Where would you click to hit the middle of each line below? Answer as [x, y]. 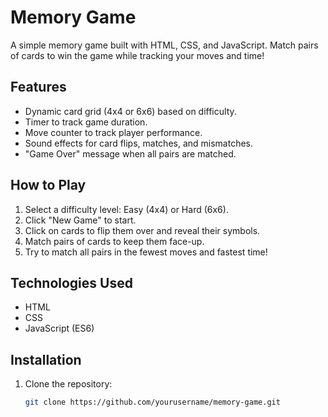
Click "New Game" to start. [80, 220]
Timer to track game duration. [86, 122]
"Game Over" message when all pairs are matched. [130, 153]
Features [38, 87]
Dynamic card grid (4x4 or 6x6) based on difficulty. [130, 111]
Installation [46, 359]
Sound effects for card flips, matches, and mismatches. [139, 143]
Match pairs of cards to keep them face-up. [114, 241]
